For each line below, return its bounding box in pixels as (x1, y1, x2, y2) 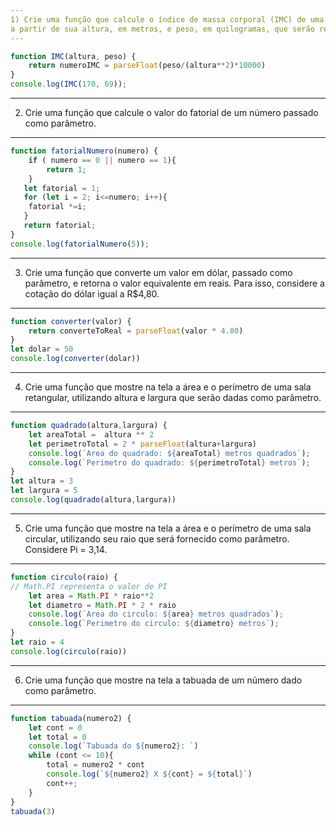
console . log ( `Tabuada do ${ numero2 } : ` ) (28, 741, 199, 751)
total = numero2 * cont (46, 760, 145, 770)
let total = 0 (28, 732, 87, 742)
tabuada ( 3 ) (10, 806, 56, 816)
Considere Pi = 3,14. (24, 543, 108, 555)
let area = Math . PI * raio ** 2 (28, 591, 155, 601)
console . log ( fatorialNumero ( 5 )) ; (10, 239, 150, 249)
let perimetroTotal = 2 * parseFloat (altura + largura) (28, 439, 257, 449)
